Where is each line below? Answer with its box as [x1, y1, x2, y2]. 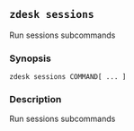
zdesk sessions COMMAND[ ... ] [9, 73, 127, 82]
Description [9, 93, 62, 106]
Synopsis [9, 52, 51, 65]
